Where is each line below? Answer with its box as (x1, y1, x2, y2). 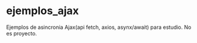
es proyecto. (6, 29, 37, 37)
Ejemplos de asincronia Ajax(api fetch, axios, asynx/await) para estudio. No (6, 24, 192, 31)
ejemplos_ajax (6, 4, 79, 18)
